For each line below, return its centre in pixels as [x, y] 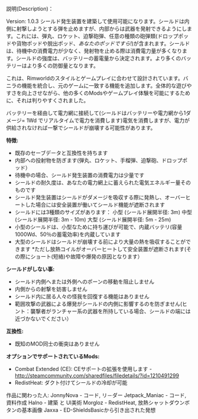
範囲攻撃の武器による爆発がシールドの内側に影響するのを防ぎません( [98, 304]
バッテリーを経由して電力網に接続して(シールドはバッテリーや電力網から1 [96, 113]
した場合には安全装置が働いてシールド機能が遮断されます [95, 205]
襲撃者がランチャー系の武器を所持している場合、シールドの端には [111, 311]
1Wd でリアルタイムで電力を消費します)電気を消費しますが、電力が [108, 120]
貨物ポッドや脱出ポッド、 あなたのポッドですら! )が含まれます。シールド [103, 43]
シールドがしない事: [30, 269]
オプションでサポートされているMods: [53, 356]
